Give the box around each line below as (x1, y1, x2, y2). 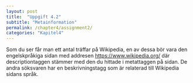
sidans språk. (6, 71, 39, 78)
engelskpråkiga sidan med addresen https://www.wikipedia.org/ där (6, 52, 170, 59)
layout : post (6, 8, 38, 15)
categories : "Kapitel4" (6, 30, 64, 36)
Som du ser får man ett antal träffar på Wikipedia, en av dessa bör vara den (6, 46, 188, 53)
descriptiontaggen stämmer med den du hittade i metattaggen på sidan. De (6, 59, 188, 66)
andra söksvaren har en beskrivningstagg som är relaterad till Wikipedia (6, 64, 180, 71)
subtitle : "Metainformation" (6, 19, 77, 25)
